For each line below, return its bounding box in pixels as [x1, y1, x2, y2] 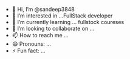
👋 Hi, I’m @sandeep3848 [12, 6, 75, 13]
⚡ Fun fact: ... [12, 47, 46, 54]
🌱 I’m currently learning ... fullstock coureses [12, 19, 125, 25]
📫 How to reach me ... [12, 32, 69, 39]
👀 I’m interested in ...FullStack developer [12, 12, 113, 19]
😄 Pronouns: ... [12, 40, 52, 48]
